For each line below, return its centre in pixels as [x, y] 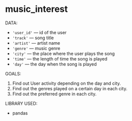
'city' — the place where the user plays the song [64, 54]
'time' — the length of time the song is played [60, 59]
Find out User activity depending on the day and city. [66, 83]
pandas [20, 113]
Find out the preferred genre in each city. [54, 94]
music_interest [36, 9]
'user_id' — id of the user [39, 32]
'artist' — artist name [36, 43]
